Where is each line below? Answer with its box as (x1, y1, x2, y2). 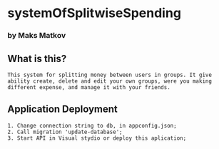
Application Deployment (7, 103, 118, 115)
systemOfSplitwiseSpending (7, 5, 182, 21)
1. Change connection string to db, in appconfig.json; (7, 122, 177, 129)
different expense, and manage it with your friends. (7, 83, 171, 91)
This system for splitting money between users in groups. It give (7, 71, 213, 78)
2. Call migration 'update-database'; (7, 128, 123, 135)
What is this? (7, 52, 67, 65)
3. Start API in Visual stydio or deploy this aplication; (7, 134, 187, 142)
